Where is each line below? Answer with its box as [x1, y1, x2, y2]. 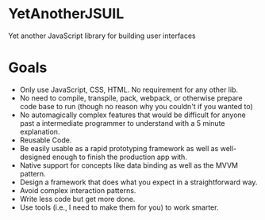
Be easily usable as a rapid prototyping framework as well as [19, 143, 219, 153]
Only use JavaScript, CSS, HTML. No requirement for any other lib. [19, 85, 239, 94]
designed [19, 152, 51, 161]
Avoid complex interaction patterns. [19, 185, 136, 195]
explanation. [19, 127, 60, 136]
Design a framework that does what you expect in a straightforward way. [19, 177, 258, 187]
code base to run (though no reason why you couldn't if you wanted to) [19, 101, 254, 111]
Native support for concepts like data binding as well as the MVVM [19, 160, 238, 170]
